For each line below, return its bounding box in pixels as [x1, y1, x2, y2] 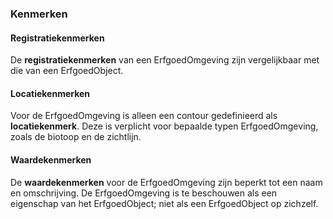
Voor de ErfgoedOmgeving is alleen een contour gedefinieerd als [10, 110, 278, 122]
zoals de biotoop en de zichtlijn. [10, 131, 142, 143]
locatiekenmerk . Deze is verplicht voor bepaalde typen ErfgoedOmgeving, [10, 120, 319, 132]
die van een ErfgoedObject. [10, 65, 124, 77]
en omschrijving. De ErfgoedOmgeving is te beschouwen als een [10, 187, 278, 199]
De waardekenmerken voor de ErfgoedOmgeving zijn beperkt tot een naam [10, 176, 323, 188]
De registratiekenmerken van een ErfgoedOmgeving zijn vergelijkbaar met [10, 54, 320, 66]
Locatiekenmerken [10, 87, 91, 99]
